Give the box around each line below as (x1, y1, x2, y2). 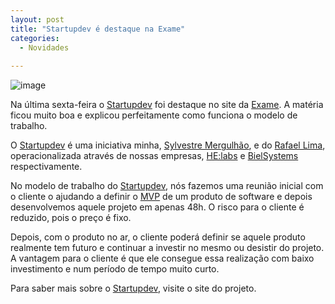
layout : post (10, 14, 65, 25)
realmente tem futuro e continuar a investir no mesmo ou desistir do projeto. (10, 242, 325, 254)
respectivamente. (10, 161, 83, 173)
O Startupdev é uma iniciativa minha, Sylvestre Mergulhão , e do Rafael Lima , (10, 139, 326, 151)
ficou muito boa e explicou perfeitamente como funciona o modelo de (10, 109, 298, 121)
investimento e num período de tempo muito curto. (10, 263, 220, 275)
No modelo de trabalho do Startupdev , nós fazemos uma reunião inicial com (10, 180, 324, 192)
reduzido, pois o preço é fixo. (10, 212, 132, 224)
